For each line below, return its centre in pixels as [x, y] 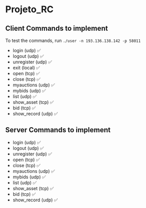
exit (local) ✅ [26, 68]
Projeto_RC [29, 9]
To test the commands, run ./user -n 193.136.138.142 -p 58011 [73, 40]
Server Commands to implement [58, 130]
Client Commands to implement [57, 28]
